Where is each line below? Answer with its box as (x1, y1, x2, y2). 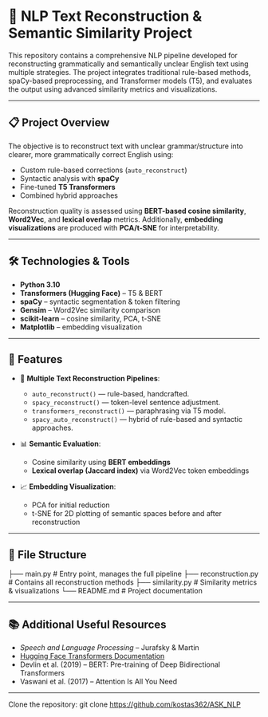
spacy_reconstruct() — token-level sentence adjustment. (31, 398, 221, 408)
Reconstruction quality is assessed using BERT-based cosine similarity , (8, 206, 246, 215)
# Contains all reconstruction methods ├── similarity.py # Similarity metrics (8, 577, 258, 587)
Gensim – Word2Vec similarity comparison (19, 305, 161, 314)
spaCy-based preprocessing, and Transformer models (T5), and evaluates (8, 76, 253, 85)
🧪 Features (8, 353, 63, 366)
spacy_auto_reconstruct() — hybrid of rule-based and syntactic (31, 415, 243, 424)
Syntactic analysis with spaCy (19, 173, 120, 183)
